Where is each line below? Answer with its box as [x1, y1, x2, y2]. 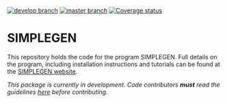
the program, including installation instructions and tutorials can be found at [7, 60, 221, 68]
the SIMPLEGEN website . [7, 67, 78, 75]
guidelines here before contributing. [7, 87, 108, 95]
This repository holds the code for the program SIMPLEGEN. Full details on [7, 53, 217, 61]
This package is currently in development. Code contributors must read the [7, 80, 220, 89]
